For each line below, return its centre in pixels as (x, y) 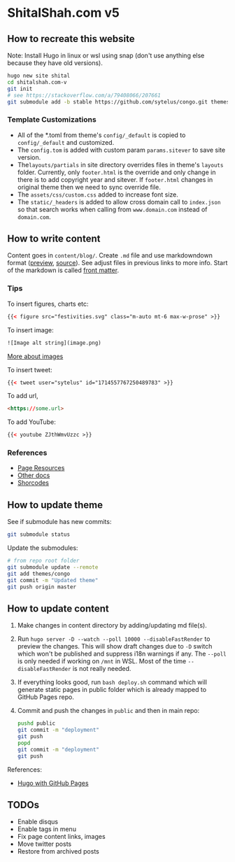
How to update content (58, 608)
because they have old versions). (55, 63)
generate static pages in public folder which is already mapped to (112, 690)
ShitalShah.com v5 (64, 13)
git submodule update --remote (53, 567)
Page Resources (41, 468)
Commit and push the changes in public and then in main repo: (108, 711)
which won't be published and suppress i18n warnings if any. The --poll (122, 654)
